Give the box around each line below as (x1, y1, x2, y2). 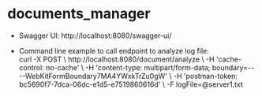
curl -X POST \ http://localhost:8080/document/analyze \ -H (18, 54, 215, 64)
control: (18, 62, 44, 72)
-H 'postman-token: (173, 71, 238, 80)
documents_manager (7, 5, 151, 23)
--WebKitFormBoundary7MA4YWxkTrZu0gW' (18, 71, 167, 80)
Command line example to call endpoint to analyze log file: (18, 46, 210, 55)
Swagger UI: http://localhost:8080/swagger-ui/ (18, 31, 172, 40)
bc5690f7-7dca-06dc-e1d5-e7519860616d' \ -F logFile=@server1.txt (18, 80, 243, 89)
